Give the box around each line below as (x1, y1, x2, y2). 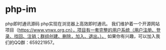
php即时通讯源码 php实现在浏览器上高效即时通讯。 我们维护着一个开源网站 (5, 20, 160, 26)
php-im (5, 3, 37, 15)
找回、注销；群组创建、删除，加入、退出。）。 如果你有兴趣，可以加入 (14, 33, 156, 39)
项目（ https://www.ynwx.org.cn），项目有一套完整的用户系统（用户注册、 (5, 26, 156, 33)
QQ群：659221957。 (14, 39, 57, 45)
